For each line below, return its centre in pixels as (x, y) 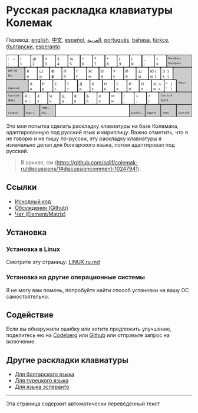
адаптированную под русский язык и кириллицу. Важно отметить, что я (97, 132)
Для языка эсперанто (42, 387)
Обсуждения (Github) (42, 207)
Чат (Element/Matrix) (40, 214)
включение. (21, 342)
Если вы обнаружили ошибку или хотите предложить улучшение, (89, 329)
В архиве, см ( (39, 162)
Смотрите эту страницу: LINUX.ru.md (53, 262)
